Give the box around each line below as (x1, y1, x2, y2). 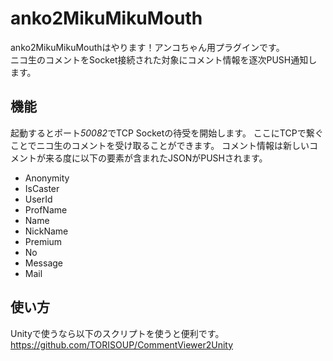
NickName (24, 225, 69, 237)
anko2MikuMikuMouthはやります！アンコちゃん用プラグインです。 (10, 41, 285, 53)
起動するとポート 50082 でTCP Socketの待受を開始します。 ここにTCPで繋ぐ (10, 127, 324, 139)
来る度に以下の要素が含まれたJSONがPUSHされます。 (44, 152, 268, 164)
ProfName (24, 203, 68, 216)
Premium (24, 235, 63, 247)
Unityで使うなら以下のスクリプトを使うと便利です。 (10, 327, 225, 339)
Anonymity (24, 172, 70, 184)
